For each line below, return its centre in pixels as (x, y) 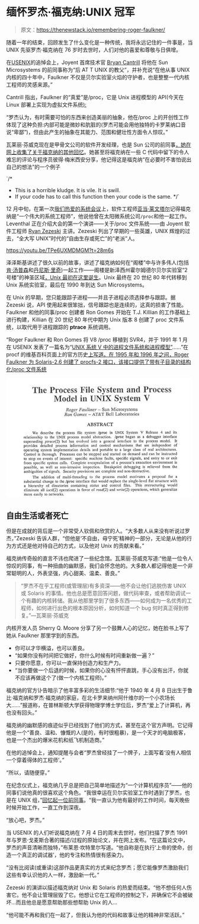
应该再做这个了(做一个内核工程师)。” (63, 678)
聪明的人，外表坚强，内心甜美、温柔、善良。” (65, 573)
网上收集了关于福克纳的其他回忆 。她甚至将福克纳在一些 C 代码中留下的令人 (98, 152)
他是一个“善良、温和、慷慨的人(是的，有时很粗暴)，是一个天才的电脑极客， (97, 732)
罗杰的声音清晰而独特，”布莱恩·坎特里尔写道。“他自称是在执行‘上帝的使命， (97, 847)
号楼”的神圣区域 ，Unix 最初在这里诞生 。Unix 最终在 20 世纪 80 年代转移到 (97, 277)
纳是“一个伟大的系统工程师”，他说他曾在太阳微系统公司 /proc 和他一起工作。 (98, 216)
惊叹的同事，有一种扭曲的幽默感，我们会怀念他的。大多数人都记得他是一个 (97, 566)
